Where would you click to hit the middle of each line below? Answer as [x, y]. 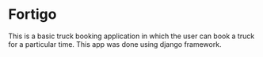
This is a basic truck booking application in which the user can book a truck [131, 36]
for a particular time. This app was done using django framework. [115, 44]
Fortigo [32, 14]
